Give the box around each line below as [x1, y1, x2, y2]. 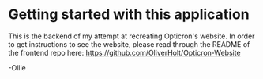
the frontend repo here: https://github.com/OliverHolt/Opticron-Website [8, 48, 241, 57]
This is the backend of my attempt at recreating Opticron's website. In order [8, 31, 255, 41]
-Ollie [8, 63, 26, 72]
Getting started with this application [8, 5, 250, 23]
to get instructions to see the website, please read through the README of [8, 39, 250, 48]
